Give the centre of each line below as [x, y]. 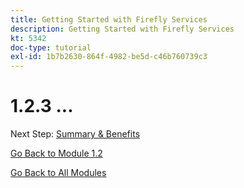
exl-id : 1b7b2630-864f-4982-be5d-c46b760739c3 [109, 57]
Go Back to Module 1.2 [56, 153]
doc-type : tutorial [51, 47]
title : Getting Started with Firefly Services [109, 19]
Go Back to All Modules [58, 173]
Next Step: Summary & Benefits [75, 134]
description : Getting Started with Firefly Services [122, 29]
